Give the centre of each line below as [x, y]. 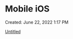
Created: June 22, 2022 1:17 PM [37, 22]
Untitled [13, 31]
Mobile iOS [27, 9]
